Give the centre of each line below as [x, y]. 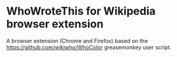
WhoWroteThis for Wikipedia [81, 11]
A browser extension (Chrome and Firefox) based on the [77, 41]
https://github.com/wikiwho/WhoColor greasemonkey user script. [89, 47]
